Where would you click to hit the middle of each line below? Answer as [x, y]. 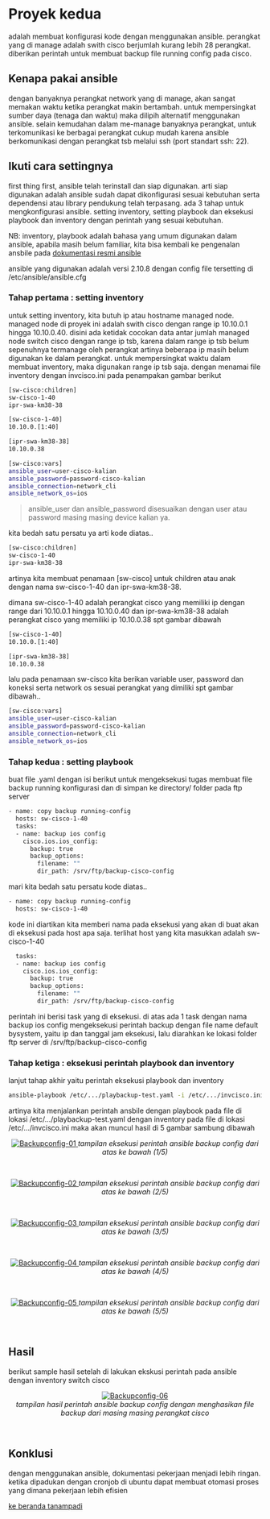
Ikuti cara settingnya [61, 166]
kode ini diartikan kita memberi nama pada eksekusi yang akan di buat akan [134, 924]
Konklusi [31, 1454]
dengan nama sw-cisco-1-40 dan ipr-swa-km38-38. [95, 587]
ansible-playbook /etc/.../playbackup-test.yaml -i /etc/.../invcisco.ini [136, 1096]
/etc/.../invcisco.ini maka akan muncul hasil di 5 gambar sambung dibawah [132, 1128]
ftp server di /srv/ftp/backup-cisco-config [78, 1042]
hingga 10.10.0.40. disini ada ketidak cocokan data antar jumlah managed [129, 332]
